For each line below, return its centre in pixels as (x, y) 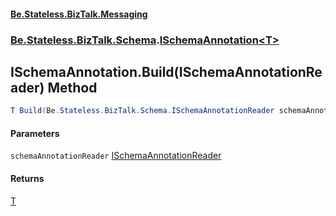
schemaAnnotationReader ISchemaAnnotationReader (116, 156)
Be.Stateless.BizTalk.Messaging (79, 14)
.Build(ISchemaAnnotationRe (229, 71)
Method (72, 87)
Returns (27, 178)
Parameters (35, 133)
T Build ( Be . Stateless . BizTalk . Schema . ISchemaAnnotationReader (142, 111)
